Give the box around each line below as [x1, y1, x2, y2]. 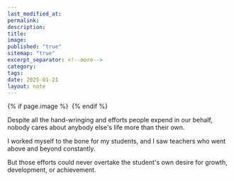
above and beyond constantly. [7, 144, 96, 153]
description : [7, 23, 46, 30]
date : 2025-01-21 [7, 76, 59, 83]
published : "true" [7, 43, 62, 50]
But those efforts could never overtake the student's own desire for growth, [7, 158, 228, 167]
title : [7, 30, 27, 37]
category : [7, 63, 37, 70]
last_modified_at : [7, 10, 62, 18]
